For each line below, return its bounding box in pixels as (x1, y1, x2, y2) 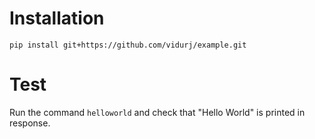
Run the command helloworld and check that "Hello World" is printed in (9, 106, 306, 118)
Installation (9, 7, 105, 30)
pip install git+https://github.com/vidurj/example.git (9, 40, 247, 50)
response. (9, 117, 51, 129)
